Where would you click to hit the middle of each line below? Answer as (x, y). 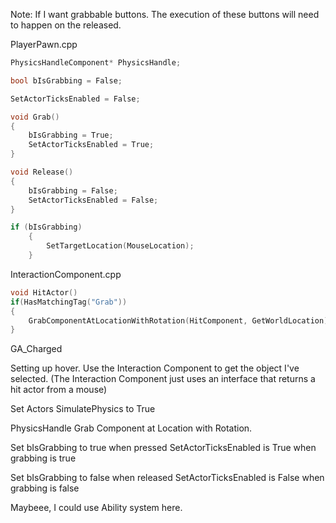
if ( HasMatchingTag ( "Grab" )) (69, 302)
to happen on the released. (66, 25)
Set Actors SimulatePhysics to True (83, 409)
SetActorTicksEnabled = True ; (91, 145)
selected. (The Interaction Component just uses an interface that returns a (163, 379)
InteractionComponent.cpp (66, 274)
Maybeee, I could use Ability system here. (96, 508)
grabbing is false (45, 488)
